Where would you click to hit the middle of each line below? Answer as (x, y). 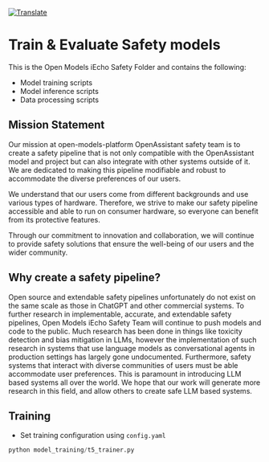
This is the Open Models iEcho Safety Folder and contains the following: (127, 67)
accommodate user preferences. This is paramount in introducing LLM (125, 374)
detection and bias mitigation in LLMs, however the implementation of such (132, 339)
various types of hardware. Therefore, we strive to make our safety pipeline (133, 202)
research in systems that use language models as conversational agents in (132, 348)
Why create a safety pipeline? (85, 278)
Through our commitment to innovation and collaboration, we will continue (131, 235)
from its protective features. (54, 219)
